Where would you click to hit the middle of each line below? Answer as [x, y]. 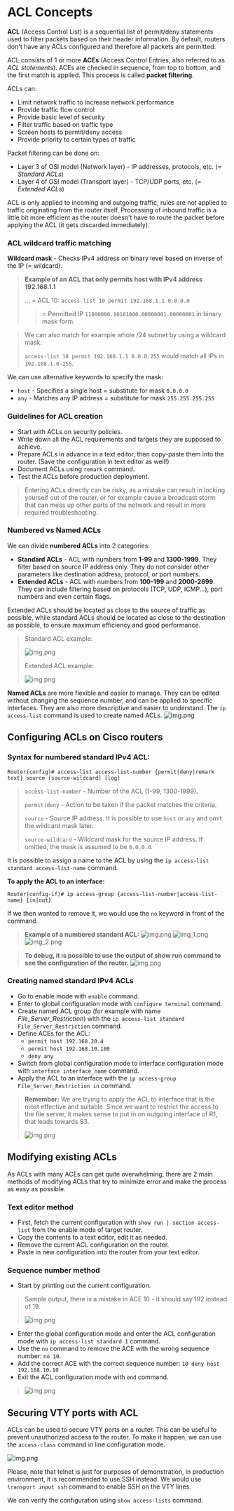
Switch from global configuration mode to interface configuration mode [121, 1063]
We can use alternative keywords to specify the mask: [85, 377]
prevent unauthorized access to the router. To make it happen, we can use [115, 1437]
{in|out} [39, 900]
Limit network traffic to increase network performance [96, 102]
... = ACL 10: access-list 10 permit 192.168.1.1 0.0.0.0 [107, 300]
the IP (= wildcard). [35, 266]
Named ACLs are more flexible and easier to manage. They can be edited [113, 693]
